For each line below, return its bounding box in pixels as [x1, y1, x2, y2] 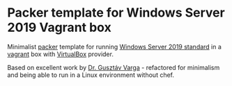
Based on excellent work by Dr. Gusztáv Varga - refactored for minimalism [7, 63, 220, 71]
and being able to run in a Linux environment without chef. [7, 71, 175, 79]
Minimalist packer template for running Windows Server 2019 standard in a [7, 42, 222, 51]
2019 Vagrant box [7, 19, 111, 35]
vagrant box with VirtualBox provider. [7, 50, 114, 58]
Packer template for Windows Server [7, 5, 225, 21]
